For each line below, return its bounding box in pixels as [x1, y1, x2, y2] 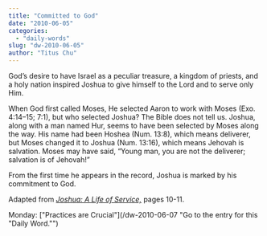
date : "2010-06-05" [8, 19, 74, 27]
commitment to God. [8, 179, 76, 189]
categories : [8, 26, 48, 35]
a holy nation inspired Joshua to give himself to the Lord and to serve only [8, 79, 254, 89]
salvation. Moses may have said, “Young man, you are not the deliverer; [8, 146, 246, 156]
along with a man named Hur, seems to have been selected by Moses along [8, 121, 259, 130]
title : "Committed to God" [8, 11, 99, 20]
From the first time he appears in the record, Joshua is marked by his [8, 170, 237, 180]
